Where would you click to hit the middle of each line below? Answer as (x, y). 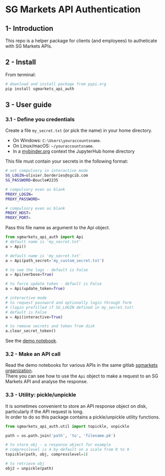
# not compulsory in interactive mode (47, 171)
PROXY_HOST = (18, 213)
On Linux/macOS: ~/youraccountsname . (53, 146)
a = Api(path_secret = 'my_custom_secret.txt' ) (55, 261)
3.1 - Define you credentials (40, 119)
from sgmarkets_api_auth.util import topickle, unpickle (67, 426)
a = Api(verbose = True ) (29, 275)
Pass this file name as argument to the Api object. (58, 228)
